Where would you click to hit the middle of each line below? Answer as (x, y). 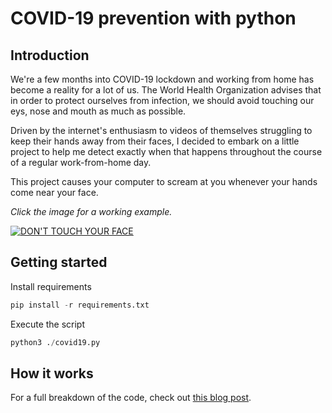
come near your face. (54, 192)
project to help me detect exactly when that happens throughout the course (166, 151)
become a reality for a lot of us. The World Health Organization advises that (166, 90)
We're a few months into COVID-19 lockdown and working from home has (162, 79)
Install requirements (51, 286)
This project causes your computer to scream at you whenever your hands (164, 181)
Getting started (59, 262)
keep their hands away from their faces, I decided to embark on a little (155, 141)
